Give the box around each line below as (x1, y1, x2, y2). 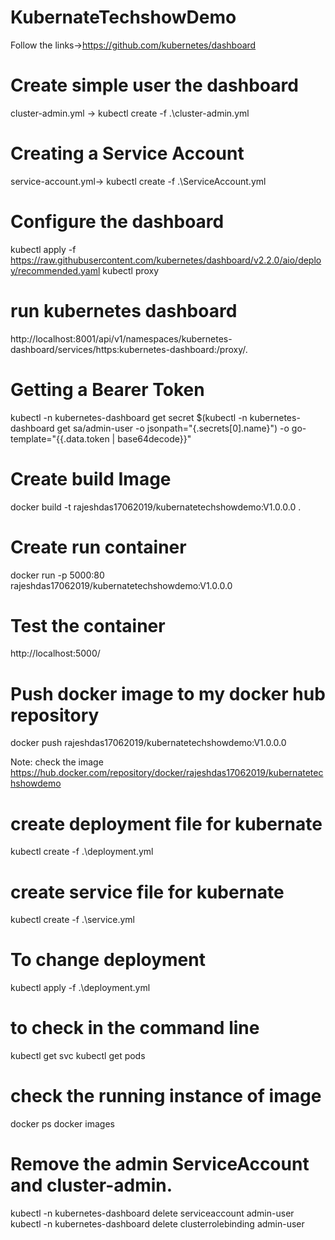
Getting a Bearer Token (10, 378, 205, 401)
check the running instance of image (10, 1085, 322, 1108)
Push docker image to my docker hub (10, 682, 326, 705)
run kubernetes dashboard (10, 299, 238, 322)
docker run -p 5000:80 (10, 569, 105, 581)
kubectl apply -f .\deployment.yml (10, 982, 151, 994)
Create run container (10, 536, 187, 558)
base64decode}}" (117, 432, 192, 445)
